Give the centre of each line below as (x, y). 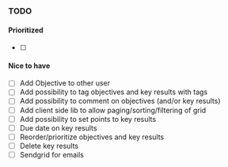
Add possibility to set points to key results (88, 119)
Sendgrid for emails (52, 154)
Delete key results (49, 146)
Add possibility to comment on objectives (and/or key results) (120, 101)
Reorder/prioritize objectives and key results (92, 137)
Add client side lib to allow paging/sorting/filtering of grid (113, 110)
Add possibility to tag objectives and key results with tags (114, 92)
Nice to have (29, 66)
